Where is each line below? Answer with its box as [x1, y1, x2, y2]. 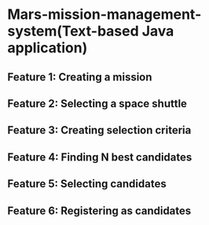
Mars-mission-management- [7, 6, 202, 24]
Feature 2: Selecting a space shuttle [7, 97, 188, 110]
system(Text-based [7, 22, 139, 40]
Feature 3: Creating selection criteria [7, 124, 192, 137]
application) [7, 39, 88, 57]
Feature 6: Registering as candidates [7, 204, 192, 217]
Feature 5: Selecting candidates [7, 177, 167, 190]
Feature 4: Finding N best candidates [7, 150, 192, 164]
